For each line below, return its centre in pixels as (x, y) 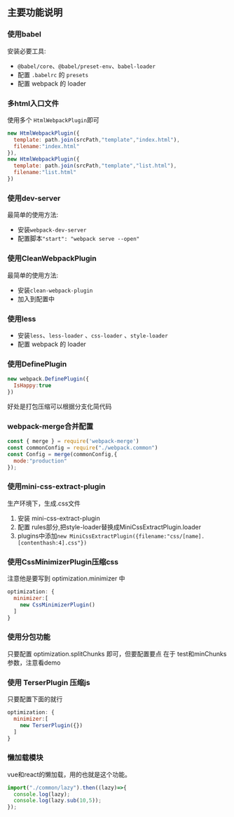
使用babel (25, 34)
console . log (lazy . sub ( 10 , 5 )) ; (57, 801)
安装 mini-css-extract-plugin (58, 518)
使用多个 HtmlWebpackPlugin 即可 (53, 120)
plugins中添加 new (42, 536)
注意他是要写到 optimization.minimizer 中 (66, 578)
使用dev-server (34, 198)
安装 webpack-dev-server (52, 230)
